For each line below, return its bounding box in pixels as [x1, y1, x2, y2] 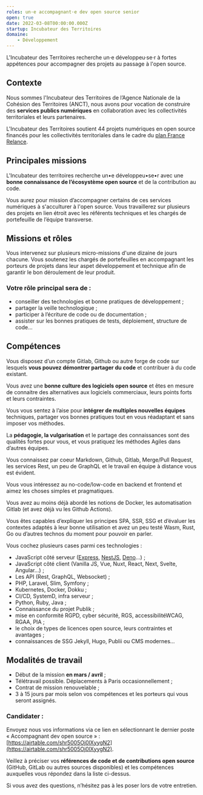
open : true [6, 15, 34, 21]
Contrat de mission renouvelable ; [15, 684, 100, 691]
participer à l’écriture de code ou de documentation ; [15, 310, 147, 318]
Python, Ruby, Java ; [15, 599, 67, 606]
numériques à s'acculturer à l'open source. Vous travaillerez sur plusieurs [6, 203, 190, 210]
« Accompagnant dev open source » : [6, 732, 101, 740]
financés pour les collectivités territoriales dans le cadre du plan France [6, 131, 185, 138]
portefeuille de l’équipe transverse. [6, 216, 93, 223]
